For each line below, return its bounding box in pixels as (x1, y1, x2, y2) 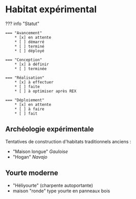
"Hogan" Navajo (12, 153, 48, 160)
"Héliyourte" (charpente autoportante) (12, 182, 94, 188)
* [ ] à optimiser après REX (14, 89, 77, 94)
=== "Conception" (5, 57, 42, 62)
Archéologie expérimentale (5, 125, 94, 134)
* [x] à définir (14, 61, 50, 67)
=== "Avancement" (5, 30, 42, 35)
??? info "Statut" (5, 20, 40, 27)
